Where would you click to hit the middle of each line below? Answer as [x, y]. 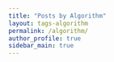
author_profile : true [45, 38]
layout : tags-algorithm [49, 23]
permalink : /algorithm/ [49, 31]
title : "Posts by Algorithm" [57, 16]
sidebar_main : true [41, 46]
